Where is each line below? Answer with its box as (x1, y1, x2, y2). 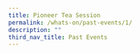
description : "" (8, 26, 62, 34)
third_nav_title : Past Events (8, 33, 108, 41)
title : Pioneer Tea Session (8, 11, 101, 19)
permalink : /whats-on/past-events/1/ (8, 19, 133, 26)
